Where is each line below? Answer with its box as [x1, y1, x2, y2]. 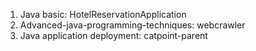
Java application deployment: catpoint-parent [19, 30, 208, 41]
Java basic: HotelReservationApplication [19, 9, 187, 20]
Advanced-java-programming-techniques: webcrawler [19, 19, 246, 31]
